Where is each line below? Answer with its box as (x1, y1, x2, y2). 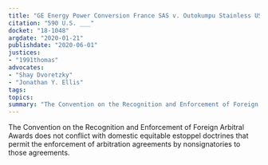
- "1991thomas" (8, 57, 59, 65)
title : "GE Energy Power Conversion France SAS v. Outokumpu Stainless (8, 11, 251, 20)
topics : (8, 93, 34, 101)
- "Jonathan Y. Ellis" (8, 78, 84, 86)
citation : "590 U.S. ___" (8, 19, 94, 27)
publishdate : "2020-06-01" (8, 41, 98, 49)
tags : (8, 85, 26, 94)
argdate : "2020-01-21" (8, 33, 84, 42)
